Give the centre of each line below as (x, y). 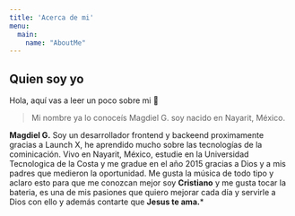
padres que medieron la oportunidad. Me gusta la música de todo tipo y (142, 173)
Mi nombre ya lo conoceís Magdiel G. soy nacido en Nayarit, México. (158, 118)
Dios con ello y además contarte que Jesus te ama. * (107, 202)
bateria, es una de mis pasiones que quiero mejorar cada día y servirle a (143, 193)
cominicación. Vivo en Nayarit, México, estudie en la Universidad (129, 154)
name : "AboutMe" (56, 43)
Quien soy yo (47, 78)
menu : (19, 26)
